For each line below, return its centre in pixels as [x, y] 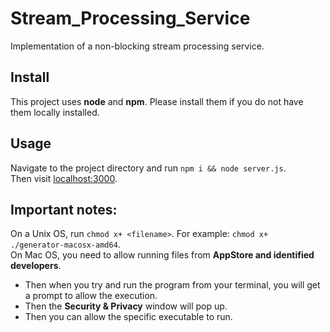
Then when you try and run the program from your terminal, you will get [172, 285]
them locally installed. [55, 112]
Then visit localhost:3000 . [64, 178]
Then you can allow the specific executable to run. [128, 317]
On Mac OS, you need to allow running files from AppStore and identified [162, 255]
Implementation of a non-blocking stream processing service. [137, 46]
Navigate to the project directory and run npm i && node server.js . [148, 168]
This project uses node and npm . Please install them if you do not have [157, 101]
